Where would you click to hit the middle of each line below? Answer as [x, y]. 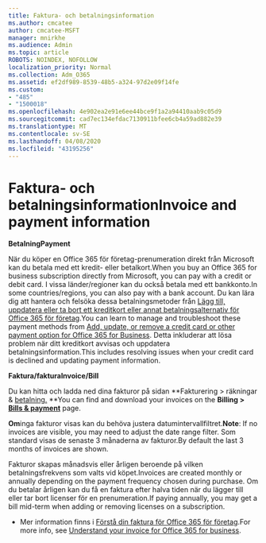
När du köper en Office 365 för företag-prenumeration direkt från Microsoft [131, 259]
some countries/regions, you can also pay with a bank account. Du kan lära [131, 293]
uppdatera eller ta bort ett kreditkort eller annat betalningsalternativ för [124, 310]
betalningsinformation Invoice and [122, 205]
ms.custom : [26, 89]
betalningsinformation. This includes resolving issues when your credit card [131, 352]
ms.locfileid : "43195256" [51, 149]
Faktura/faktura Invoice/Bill [54, 376]
